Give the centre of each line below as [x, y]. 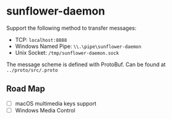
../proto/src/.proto [32, 70]
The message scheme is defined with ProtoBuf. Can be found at [86, 64]
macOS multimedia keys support [56, 103]
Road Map [26, 89]
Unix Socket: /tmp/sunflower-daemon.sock [67, 52]
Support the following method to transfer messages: [71, 28]
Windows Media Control [45, 110]
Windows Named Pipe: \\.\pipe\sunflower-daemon [78, 46]
